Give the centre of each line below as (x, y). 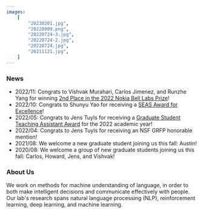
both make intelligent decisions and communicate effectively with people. (98, 192)
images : (16, 12)
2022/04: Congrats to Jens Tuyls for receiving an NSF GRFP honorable (104, 130)
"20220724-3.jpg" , (51, 35)
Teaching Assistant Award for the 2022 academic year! (84, 124)
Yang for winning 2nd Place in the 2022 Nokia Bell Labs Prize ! (92, 98)
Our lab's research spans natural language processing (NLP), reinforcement (101, 198)
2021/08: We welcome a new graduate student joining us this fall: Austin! (106, 143)
